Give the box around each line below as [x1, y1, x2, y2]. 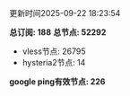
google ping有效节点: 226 [9, 76, 106, 87]
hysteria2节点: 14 [22, 57, 86, 67]
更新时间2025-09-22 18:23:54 [9, 8, 121, 18]
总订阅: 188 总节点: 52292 [9, 27, 107, 38]
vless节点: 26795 [22, 46, 87, 57]
